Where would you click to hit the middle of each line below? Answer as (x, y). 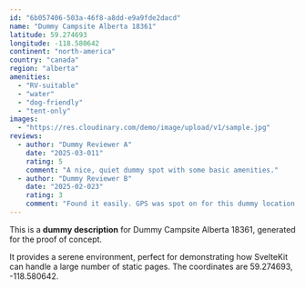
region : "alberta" (44, 69)
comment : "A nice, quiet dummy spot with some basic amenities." (152, 170)
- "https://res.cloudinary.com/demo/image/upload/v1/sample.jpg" (144, 128)
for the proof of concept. (56, 239)
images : (24, 119)
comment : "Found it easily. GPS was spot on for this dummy (142, 204)
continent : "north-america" (63, 52)
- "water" (36, 94)
